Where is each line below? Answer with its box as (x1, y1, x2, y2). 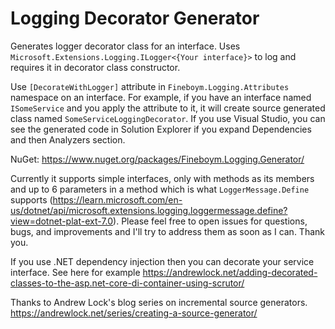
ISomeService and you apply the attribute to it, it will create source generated (10, 102, 326, 114)
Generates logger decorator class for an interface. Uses (10, 40, 241, 52)
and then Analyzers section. (10, 133, 126, 146)
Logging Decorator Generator (10, 7, 260, 30)
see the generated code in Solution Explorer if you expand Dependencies (10, 123, 312, 135)
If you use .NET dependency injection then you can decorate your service (10, 255, 315, 267)
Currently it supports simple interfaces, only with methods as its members (10, 172, 315, 184)
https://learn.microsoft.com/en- (52, 193, 183, 206)
